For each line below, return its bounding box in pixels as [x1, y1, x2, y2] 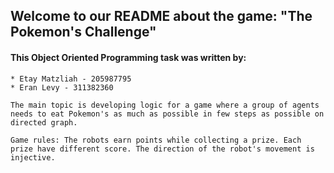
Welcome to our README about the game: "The [10, 8, 313, 25]
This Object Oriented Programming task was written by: [10, 51, 247, 63]
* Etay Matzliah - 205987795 [10, 74, 132, 84]
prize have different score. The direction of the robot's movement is [10, 144, 315, 154]
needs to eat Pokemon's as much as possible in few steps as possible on [10, 109, 325, 119]
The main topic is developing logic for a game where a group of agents [10, 100, 320, 110]
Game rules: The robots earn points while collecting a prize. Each [10, 135, 302, 145]
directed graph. [10, 117, 78, 128]
